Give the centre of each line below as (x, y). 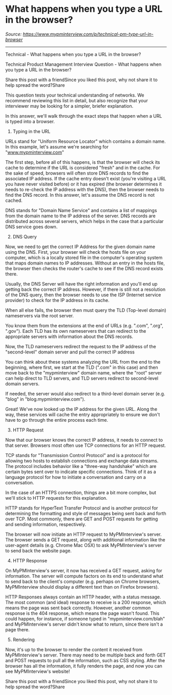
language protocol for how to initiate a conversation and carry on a (76, 477)
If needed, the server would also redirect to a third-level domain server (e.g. (85, 393)
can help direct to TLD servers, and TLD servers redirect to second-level (82, 378)
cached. (14, 200)
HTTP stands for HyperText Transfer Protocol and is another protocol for (82, 508)
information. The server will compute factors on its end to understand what (84, 576)
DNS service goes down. (31, 227)
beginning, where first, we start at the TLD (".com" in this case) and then (82, 367)
